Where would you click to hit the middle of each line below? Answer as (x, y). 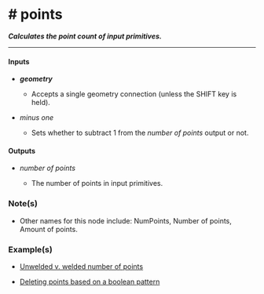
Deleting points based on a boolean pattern (90, 281)
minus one (37, 118)
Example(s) (30, 249)
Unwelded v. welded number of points (81, 266)
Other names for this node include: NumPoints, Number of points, (125, 220)
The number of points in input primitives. (97, 183)
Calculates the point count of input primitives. (85, 36)
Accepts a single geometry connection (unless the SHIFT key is (134, 94)
